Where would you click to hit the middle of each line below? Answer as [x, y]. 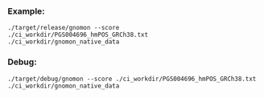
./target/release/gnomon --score [64, 28]
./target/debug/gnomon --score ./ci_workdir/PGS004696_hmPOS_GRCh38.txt [132, 79]
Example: [26, 11]
